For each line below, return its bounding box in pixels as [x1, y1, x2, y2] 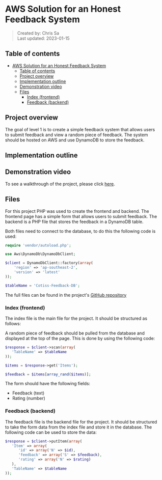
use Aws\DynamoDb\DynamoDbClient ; [5, 252, 76, 256]
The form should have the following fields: [5, 381, 90, 387]
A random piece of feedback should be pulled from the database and [5, 330, 145, 336]
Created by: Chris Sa [17, 30, 59, 36]
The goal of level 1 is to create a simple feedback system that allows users [5, 126, 155, 132]
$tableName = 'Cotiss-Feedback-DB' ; [5, 283, 80, 288]
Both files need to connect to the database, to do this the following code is [5, 228, 156, 234]
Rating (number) [12, 395, 46, 401]
